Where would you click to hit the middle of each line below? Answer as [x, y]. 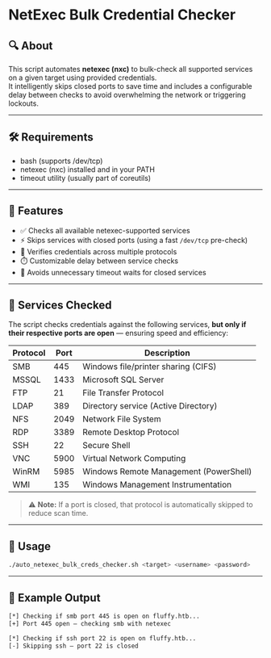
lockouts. [23, 103]
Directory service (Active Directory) [150, 406]
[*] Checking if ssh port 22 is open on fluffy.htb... [102, 638]
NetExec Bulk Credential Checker [122, 15]
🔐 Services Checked [60, 306]
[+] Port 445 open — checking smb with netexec [90, 623]
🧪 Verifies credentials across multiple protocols [98, 251]
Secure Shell [106, 446]
